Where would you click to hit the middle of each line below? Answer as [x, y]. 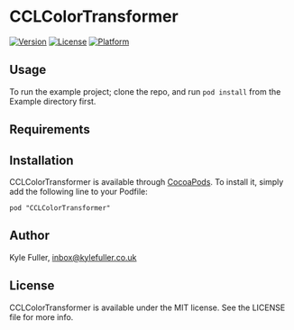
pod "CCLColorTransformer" [60, 208]
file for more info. [41, 316]
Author [29, 236]
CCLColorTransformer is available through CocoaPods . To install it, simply [147, 181]
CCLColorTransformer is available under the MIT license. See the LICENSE [147, 307]
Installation [41, 160]
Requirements [50, 129]
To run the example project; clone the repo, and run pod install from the [145, 91]
